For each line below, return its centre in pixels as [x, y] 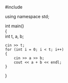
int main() [15, 26]
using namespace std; [27, 16]
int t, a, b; [15, 36]
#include [14, 7]
